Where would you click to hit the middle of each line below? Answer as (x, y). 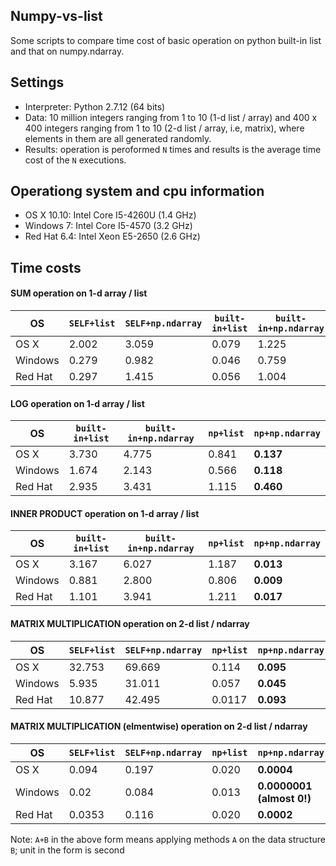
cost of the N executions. (75, 160)
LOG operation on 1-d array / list (77, 403)
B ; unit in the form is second (67, 850)
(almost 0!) (284, 798)
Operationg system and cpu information (137, 191)
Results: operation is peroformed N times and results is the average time (173, 149)
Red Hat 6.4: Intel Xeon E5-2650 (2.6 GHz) (112, 236)
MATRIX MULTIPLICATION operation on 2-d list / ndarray (130, 624)
